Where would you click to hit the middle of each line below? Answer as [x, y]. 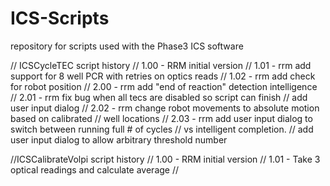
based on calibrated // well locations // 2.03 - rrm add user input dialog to [161, 118]
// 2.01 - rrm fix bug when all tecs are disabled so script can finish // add [159, 97]
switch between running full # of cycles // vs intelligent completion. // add [162, 129]
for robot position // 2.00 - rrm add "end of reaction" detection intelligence [164, 86]
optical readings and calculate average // [95, 169]
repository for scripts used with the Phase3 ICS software [127, 46]
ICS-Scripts [60, 18]
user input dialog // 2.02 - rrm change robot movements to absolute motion [165, 108]
